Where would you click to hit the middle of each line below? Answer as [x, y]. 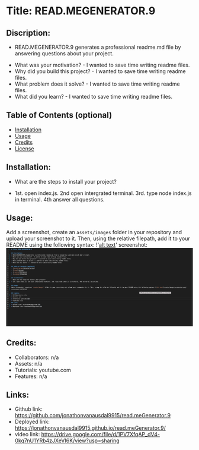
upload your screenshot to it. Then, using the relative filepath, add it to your [98, 238]
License [24, 148]
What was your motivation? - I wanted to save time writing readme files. [102, 65]
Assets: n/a [28, 363]
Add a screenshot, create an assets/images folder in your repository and [94, 232]
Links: [18, 395]
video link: [27, 435]
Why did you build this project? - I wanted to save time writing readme [100, 71]
